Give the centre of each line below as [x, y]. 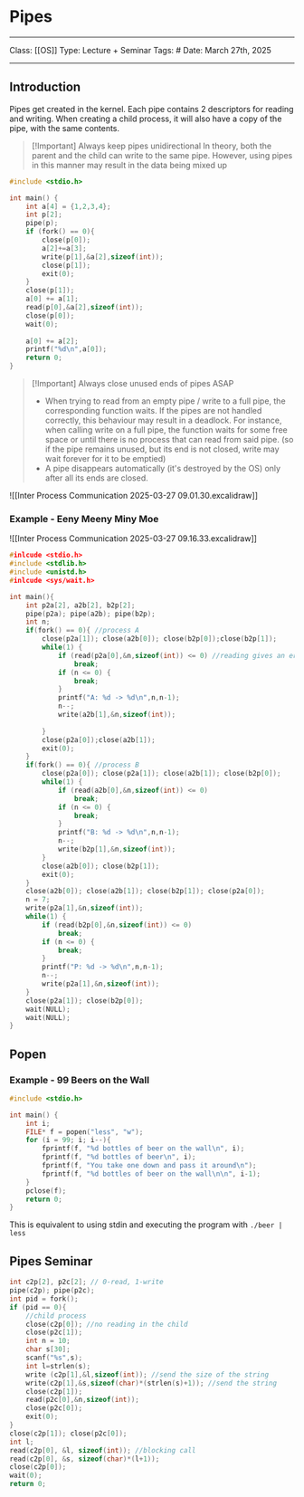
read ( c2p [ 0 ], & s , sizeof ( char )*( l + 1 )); [85, 1459]
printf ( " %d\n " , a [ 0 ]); [66, 349]
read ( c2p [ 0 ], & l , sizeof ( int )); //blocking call [103, 1450]
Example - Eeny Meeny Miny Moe [84, 519]
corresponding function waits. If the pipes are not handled [153, 410]
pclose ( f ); [46, 1191]
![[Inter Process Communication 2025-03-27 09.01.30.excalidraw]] [133, 496]
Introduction [45, 87]
